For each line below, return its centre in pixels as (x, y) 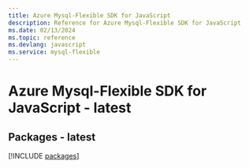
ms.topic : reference (42, 37)
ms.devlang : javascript (47, 45)
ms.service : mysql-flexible (54, 52)
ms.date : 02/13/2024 (42, 30)
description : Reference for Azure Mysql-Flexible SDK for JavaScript (125, 23)
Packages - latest (52, 137)
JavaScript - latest (70, 108)
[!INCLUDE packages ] (44, 156)
